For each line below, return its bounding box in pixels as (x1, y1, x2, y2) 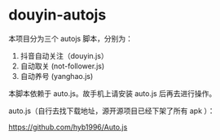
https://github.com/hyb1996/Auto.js (8, 122, 128, 132)
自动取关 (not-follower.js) (20, 61, 105, 71)
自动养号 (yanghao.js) (20, 71, 94, 81)
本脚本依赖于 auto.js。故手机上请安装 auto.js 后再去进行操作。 (8, 88, 217, 98)
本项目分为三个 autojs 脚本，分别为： (8, 33, 133, 43)
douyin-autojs (8, 6, 107, 24)
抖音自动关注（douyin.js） (20, 50, 108, 60)
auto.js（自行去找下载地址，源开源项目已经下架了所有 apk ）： (8, 106, 215, 116)
